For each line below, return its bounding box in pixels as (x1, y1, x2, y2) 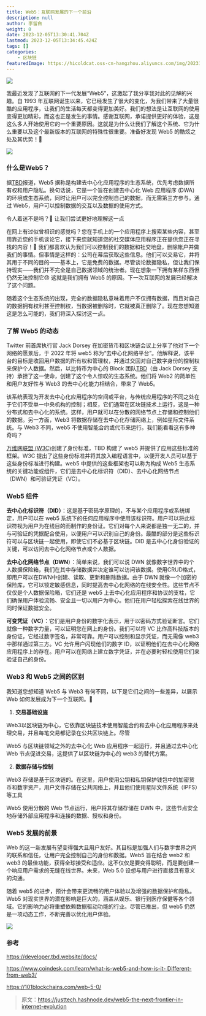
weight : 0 (6, 26, 32, 32)
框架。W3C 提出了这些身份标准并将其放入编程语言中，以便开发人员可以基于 (6, 452, 198, 460)
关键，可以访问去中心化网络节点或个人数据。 (6, 545, 120, 552)
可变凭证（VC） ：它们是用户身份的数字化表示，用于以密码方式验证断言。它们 (6, 617, 200, 625)
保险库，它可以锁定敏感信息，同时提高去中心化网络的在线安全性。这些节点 (6, 581, 194, 589)
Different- (167, 965, 192, 972)
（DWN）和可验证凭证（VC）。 (6, 475, 84, 483)
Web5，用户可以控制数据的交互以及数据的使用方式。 (13, 202, 147, 209)
